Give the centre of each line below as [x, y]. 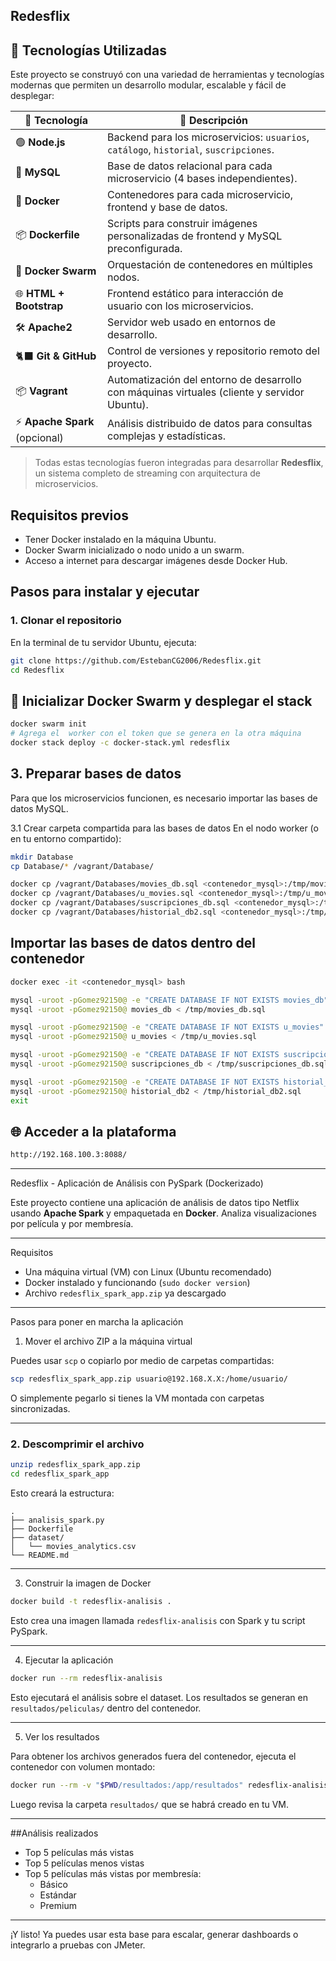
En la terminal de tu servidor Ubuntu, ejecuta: [103, 642]
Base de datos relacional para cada [190, 166]
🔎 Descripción [213, 121]
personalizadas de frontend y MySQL [195, 236]
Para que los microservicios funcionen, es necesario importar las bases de [164, 798]
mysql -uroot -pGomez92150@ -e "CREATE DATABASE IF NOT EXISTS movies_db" [169, 1000]
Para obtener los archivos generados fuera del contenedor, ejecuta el [153, 1756]
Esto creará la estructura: [62, 1493]
